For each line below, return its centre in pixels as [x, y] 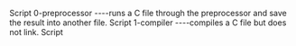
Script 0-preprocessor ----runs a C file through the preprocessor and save [148, 13]
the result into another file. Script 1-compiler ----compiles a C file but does [148, 23]
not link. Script [36, 32]
